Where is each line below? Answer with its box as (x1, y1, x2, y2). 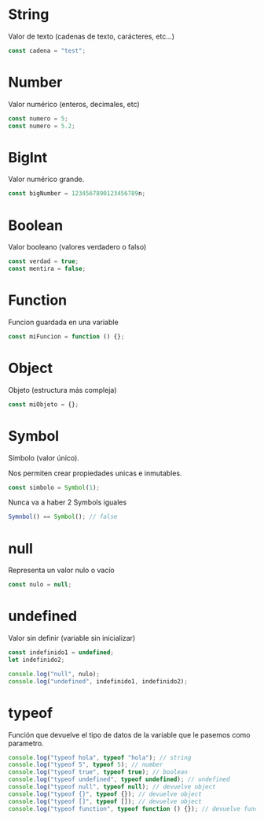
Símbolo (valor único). (8, 453, 80, 462)
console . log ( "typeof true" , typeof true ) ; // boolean (8, 768, 189, 776)
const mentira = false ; (8, 265, 86, 273)
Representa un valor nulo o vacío (8, 565, 115, 575)
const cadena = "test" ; (8, 46, 86, 54)
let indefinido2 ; (8, 656, 65, 664)
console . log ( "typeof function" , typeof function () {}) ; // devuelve (8, 804, 241, 812)
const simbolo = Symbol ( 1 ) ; (8, 483, 101, 491)
